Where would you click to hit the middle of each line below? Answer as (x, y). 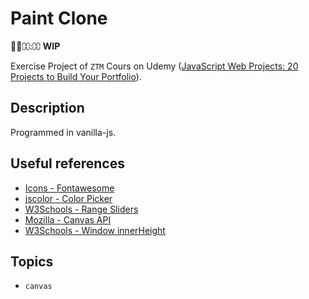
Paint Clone (59, 18)
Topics (32, 261)
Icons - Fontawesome (69, 188)
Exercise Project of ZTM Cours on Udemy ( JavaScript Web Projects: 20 (154, 66)
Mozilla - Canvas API (68, 219)
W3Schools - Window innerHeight (95, 230)
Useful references (67, 163)
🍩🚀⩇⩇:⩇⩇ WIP (35, 46)
